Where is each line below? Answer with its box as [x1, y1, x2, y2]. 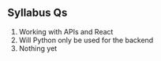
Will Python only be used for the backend [18, 35, 154, 45]
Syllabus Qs [7, 6, 68, 20]
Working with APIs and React [18, 27, 114, 36]
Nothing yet [18, 43, 58, 53]
